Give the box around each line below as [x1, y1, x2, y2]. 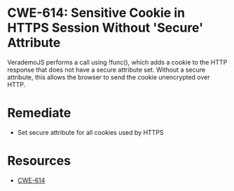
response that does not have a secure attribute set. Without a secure [7, 65, 205, 74]
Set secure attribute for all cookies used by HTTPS [17, 128, 164, 136]
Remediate [7, 105, 71, 121]
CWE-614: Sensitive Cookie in [7, 5, 186, 21]
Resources [7, 153, 71, 169]
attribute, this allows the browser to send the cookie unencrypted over [7, 72, 210, 81]
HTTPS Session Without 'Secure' [7, 20, 204, 36]
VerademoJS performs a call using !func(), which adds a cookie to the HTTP [7, 58, 228, 66]
